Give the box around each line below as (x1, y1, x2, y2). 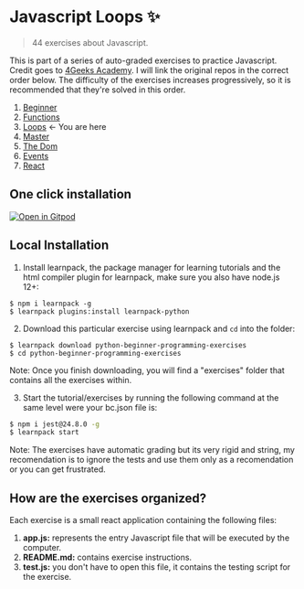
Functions (22, 112, 61, 123)
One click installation (9, 187, 132, 202)
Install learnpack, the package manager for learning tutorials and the (22, 262, 281, 273)
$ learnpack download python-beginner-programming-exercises (9, 340, 247, 349)
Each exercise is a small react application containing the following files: (9, 515, 277, 526)
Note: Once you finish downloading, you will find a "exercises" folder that (9, 364, 285, 376)
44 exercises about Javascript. (31, 37, 149, 48)
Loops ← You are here (22, 121, 107, 132)
